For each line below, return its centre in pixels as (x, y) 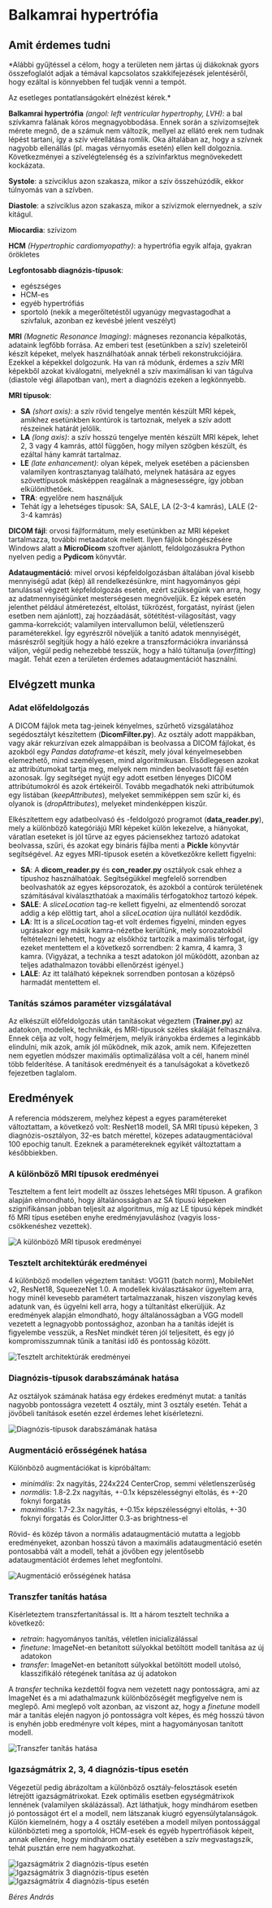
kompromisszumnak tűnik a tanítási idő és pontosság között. (110, 1341)
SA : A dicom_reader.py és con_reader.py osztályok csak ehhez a (131, 870)
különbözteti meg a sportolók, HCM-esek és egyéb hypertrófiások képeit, (131, 1831)
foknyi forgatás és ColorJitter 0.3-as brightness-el (104, 1518)
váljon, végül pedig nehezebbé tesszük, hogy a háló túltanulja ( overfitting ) (132, 650)
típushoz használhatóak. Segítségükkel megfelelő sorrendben (123, 878)
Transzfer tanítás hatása (58, 1596)
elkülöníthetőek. (47, 489)
